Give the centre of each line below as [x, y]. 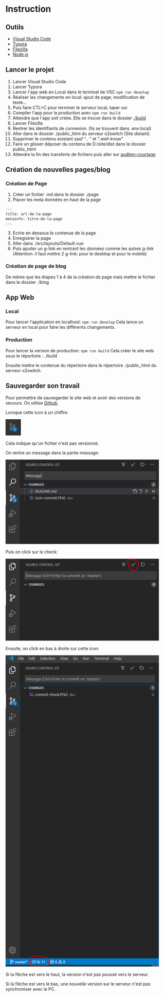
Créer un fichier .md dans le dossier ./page [55, 194]
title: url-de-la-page [28, 214]
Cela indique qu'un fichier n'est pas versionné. [52, 443]
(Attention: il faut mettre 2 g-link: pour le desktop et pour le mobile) [80, 253]
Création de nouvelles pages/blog [58, 170]
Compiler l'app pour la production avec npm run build [66, 113]
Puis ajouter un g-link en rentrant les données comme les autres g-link [83, 249]
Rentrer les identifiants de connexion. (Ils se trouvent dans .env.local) [82, 128]
